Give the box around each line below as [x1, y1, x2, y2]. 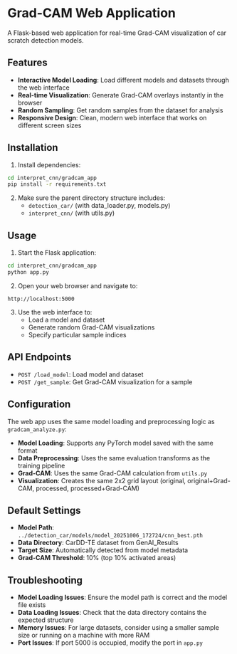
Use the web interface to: [17, 307, 93, 316]
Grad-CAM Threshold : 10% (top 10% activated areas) [17, 554, 177, 562]
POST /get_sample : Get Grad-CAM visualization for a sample [17, 377, 193, 386]
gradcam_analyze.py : [7, 425, 67, 433]
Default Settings [7, 504, 81, 517]
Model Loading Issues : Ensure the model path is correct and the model [17, 593, 228, 602]
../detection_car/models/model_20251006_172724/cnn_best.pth [17, 532, 204, 539]
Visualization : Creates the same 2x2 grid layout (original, [17, 476, 186, 485]
